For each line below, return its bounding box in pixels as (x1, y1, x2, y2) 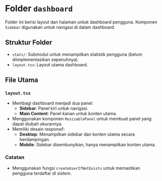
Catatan (5, 154, 24, 161)
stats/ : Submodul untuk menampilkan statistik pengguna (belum (12, 51, 142, 57)
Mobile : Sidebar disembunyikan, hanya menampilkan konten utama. (19, 142, 156, 148)
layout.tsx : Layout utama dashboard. (12, 61, 88, 67)
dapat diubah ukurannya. (12, 121, 62, 127)
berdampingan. (19, 137, 50, 142)
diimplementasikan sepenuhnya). (12, 57, 79, 62)
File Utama (5, 76, 38, 84)
